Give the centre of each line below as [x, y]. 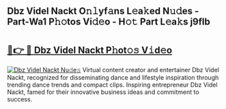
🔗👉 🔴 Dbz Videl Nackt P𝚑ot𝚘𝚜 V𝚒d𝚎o [90, 50]
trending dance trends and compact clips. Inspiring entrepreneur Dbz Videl [112, 85]
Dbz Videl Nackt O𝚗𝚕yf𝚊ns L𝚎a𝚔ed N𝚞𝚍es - [103, 11]
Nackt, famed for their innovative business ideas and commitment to [103, 92]
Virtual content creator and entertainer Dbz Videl [151, 70]
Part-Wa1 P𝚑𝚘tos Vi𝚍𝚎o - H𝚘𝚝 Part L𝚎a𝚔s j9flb [109, 22]
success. [20, 99]
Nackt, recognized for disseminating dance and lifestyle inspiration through [113, 77]
